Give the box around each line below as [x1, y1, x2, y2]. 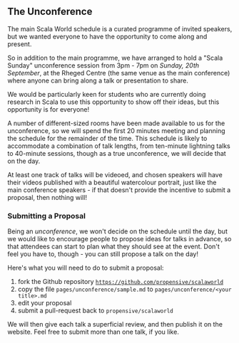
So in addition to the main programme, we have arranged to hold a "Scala [7, 53, 223, 62]
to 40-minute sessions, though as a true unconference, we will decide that [7, 149, 226, 157]
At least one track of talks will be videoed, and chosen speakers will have [7, 170, 223, 179]
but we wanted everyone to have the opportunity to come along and [7, 32, 208, 41]
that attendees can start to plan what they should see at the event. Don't [7, 242, 220, 251]
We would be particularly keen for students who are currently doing [7, 90, 206, 98]
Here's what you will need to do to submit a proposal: [7, 263, 164, 273]
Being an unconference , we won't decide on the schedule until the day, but [7, 227, 228, 236]
